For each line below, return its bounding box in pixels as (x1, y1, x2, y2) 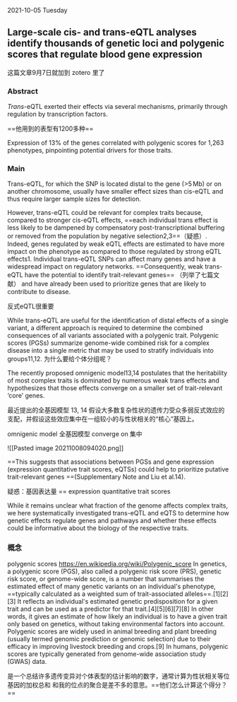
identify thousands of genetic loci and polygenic (7, 37, 225, 49)
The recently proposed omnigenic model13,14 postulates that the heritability (7, 369, 228, 378)
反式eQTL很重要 (7, 302, 54, 310)
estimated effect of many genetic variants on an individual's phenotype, (7, 582, 217, 590)
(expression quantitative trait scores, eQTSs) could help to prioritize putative (7, 465, 229, 474)
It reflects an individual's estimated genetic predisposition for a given (17, 597, 219, 605)
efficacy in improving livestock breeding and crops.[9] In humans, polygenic (7, 642, 229, 650)
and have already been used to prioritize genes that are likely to (20, 279, 207, 288)
